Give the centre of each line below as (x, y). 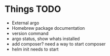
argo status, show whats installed (46, 39)
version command (30, 33)
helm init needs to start (35, 49)
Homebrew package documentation (48, 28)
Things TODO (33, 9)
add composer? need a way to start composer (59, 44)
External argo (25, 23)
